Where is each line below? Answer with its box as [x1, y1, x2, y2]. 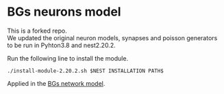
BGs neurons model [7, 4, 121, 20]
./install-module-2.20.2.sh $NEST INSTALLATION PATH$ [7, 67, 164, 74]
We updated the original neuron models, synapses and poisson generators [7, 33, 218, 42]
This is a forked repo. [7, 27, 67, 35]
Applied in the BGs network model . [7, 79, 105, 87]
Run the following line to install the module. [7, 54, 129, 62]
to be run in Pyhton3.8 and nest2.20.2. [7, 41, 116, 49]
